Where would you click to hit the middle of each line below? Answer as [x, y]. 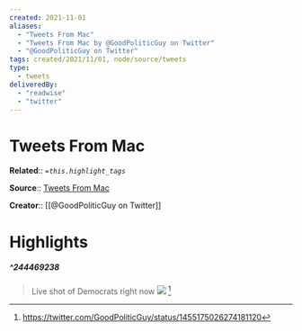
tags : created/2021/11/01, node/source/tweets [98, 59]
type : [19, 68]
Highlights [49, 242]
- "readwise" [42, 93]
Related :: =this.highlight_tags [67, 171]
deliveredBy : [34, 85]
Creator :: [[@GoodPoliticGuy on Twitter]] [85, 206]
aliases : [26, 26]
